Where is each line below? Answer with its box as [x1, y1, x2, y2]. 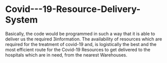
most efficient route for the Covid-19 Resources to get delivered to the [5, 46, 151, 52]
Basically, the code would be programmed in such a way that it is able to [5, 30, 155, 36]
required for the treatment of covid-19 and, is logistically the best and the [5, 41, 157, 47]
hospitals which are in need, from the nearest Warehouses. [5, 51, 127, 58]
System [5, 14, 38, 25]
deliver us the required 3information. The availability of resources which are [5, 36, 162, 42]
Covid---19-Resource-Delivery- [5, 3, 141, 15]
